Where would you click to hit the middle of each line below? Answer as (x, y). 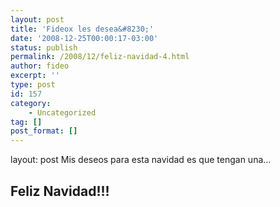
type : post (33, 85)
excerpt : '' (35, 76)
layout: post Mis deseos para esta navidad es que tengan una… (141, 160)
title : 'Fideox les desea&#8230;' (82, 29)
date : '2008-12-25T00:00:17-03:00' (84, 38)
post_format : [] (44, 131)
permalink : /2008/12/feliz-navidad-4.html (100, 57)
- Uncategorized (62, 112)
